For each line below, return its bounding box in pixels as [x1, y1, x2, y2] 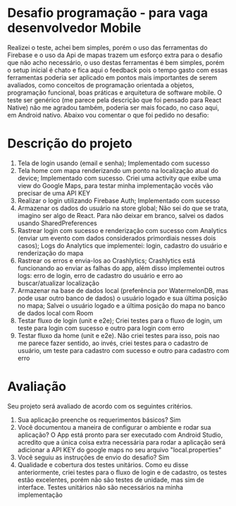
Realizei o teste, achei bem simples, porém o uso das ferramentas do [7, 43, 208, 52]
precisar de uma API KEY [17, 188, 91, 197]
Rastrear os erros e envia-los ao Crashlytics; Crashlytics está [17, 256, 196, 265]
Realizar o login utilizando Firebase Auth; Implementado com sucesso [17, 196, 221, 205]
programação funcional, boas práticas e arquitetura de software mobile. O [7, 88, 223, 97]
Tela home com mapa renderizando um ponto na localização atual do [17, 166, 219, 174]
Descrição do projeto [7, 135, 132, 152]
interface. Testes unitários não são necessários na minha [17, 483, 183, 491]
